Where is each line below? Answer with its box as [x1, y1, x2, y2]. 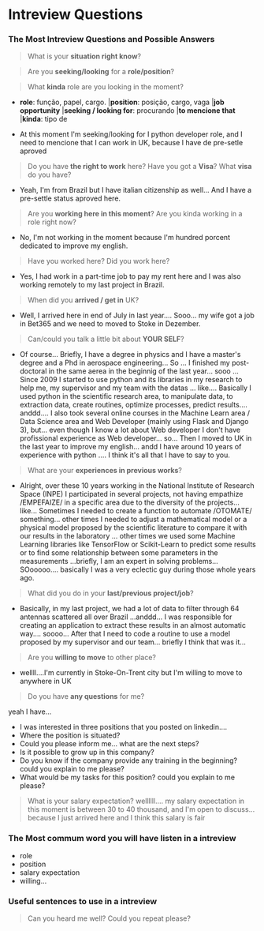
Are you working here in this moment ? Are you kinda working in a [27, 209, 243, 219]
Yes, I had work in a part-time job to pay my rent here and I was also [19, 272, 242, 281]
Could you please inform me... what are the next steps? [19, 739, 199, 749]
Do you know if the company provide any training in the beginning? [19, 756, 238, 765]
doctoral [19, 366, 47, 376]
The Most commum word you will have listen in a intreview [8, 833, 236, 844]
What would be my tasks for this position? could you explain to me [19, 772, 235, 783]
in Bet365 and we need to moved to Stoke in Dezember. [19, 319, 201, 328]
